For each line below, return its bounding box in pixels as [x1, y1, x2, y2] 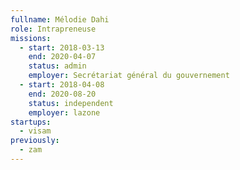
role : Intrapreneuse [10, 24, 97, 34]
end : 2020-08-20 [28, 89, 97, 99]
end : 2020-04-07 [28, 52, 97, 62]
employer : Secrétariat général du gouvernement [28, 71, 230, 81]
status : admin [28, 61, 87, 71]
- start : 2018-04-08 [19, 80, 105, 90]
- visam [19, 126, 52, 136]
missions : [10, 33, 52, 43]
